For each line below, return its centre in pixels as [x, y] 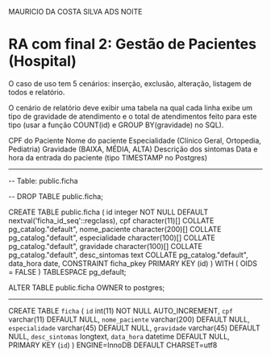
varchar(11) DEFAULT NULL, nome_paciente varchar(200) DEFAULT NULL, [129, 319]
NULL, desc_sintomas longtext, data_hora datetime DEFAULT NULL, [119, 336]
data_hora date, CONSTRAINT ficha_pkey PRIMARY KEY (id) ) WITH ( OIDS [133, 263]
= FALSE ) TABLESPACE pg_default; [67, 272]
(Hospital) [42, 62]
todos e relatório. [37, 92]
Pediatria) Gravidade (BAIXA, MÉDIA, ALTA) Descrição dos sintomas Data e [133, 149]
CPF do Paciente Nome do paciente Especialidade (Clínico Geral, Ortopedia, [135, 140]
